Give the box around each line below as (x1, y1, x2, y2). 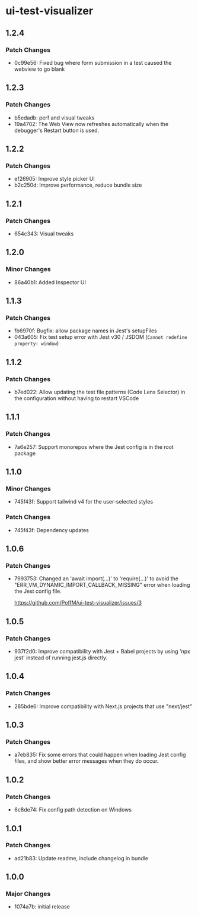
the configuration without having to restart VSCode (14, 395, 139, 402)
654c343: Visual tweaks (14, 230, 74, 237)
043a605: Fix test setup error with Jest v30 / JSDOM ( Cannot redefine (14, 334, 187, 341)
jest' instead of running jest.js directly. (14, 654, 108, 661)
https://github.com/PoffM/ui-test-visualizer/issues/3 (14, 599, 142, 606)
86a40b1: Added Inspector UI (14, 278, 87, 286)
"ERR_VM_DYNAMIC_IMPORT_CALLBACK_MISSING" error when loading (14, 581, 190, 589)
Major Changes (5, 890, 51, 898)
